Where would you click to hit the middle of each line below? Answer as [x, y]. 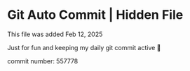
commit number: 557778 [43, 61]
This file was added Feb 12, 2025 [55, 34]
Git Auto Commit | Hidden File [95, 15]
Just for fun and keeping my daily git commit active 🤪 [84, 47]
